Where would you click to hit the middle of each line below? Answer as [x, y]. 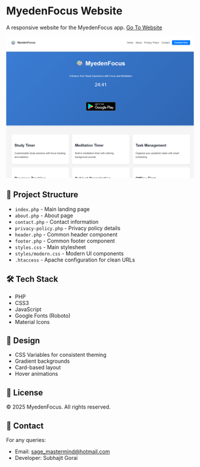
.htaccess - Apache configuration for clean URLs [75, 260]
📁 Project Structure [42, 195]
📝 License [25, 392]
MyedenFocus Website [65, 11]
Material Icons [32, 322]
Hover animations [36, 374]
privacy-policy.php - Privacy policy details [68, 228]
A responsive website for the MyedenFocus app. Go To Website [84, 27]
